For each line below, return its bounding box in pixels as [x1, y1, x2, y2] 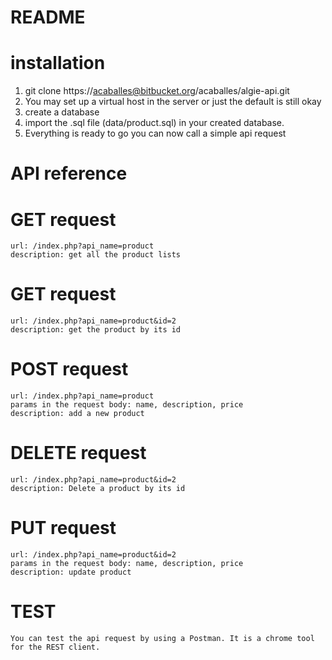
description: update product [10, 567, 132, 577]
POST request [10, 358, 129, 381]
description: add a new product [10, 409, 145, 419]
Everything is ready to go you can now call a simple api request [24, 127, 287, 140]
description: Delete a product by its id [10, 484, 186, 494]
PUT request [10, 517, 117, 540]
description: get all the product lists [10, 250, 182, 260]
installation [10, 52, 106, 75]
